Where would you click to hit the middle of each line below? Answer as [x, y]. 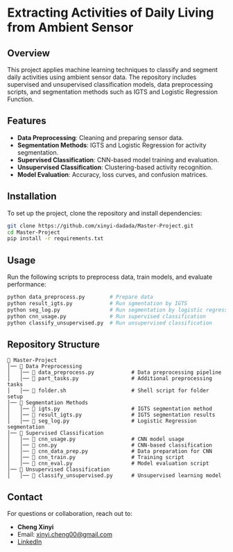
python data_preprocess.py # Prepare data [80, 297]
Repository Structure [54, 344]
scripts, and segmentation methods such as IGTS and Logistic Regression [113, 92]
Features [27, 121]
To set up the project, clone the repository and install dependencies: [105, 213]
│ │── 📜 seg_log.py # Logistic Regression [102, 421]
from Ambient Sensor [70, 27]
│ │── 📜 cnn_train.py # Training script [96, 458]
